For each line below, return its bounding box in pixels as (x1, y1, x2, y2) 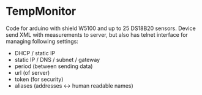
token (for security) (14, 75, 64, 83)
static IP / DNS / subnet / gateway (14, 56, 100, 63)
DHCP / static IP (14, 49, 56, 56)
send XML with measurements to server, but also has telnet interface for (6, 31, 188, 38)
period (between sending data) (14, 63, 93, 70)
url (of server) (14, 69, 50, 76)
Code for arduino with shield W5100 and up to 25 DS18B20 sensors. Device (6, 25, 196, 32)
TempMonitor (6, 4, 77, 18)
